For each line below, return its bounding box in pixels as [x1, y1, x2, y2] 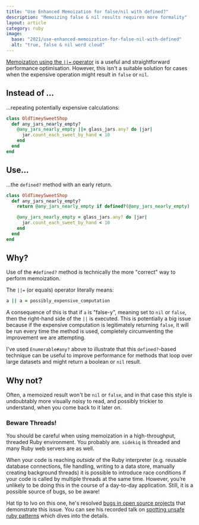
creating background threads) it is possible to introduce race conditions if [6, 469, 186, 476]
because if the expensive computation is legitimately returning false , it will [6, 321, 189, 329]
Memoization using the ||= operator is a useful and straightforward [6, 58, 170, 65]
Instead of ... [6, 88, 55, 98]
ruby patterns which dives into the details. [6, 512, 109, 520]
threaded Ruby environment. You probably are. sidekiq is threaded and [6, 439, 181, 446]
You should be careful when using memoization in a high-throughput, [6, 432, 176, 439]
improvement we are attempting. [6, 334, 86, 341]
